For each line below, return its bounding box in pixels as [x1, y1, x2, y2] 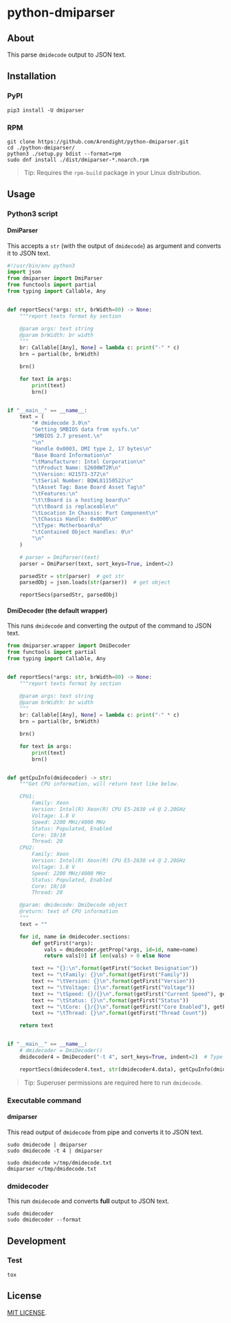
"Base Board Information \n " [32, 451, 112, 459]
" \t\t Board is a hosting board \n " [32, 496, 131, 504]
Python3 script [7, 209, 58, 218]
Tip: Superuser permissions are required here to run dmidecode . [23, 1078, 203, 1087]
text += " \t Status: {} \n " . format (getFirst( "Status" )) [32, 997, 189, 1004]
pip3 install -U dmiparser [7, 107, 85, 114]
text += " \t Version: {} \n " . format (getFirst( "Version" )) [32, 978, 195, 985]
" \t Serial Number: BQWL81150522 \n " [32, 478, 134, 484]
